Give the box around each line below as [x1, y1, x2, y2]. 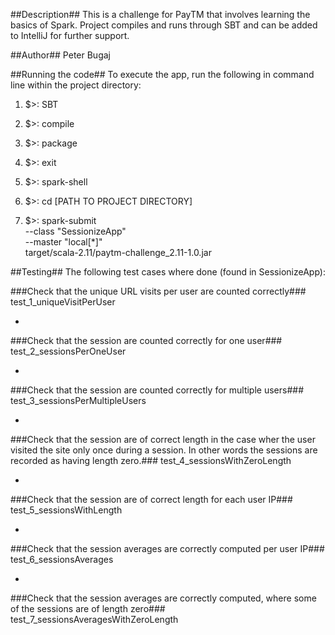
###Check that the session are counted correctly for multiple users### [10, 384, 305, 396]
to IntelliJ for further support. [10, 30, 130, 41]
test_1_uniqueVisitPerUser [10, 296, 116, 308]
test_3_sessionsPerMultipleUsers [10, 395, 147, 406]
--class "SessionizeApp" [24, 225, 127, 237]
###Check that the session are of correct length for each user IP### [10, 494, 293, 505]
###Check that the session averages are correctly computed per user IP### [10, 543, 325, 554]
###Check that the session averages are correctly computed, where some [10, 592, 317, 604]
